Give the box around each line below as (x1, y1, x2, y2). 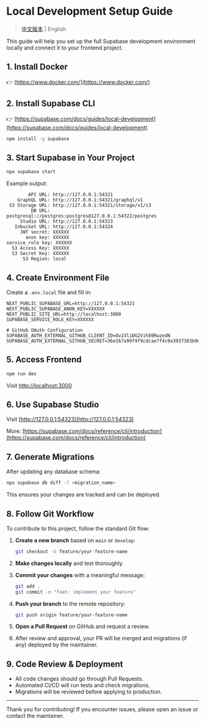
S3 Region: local (22, 256, 67, 262)
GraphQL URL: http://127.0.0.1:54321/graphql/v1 (17, 197, 143, 203)
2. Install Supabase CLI (6, 98, 96, 109)
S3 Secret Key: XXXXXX (12, 251, 70, 257)
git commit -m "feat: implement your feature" (15, 589, 136, 595)
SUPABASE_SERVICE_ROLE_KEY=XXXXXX (6, 316, 95, 322)
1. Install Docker (6, 62, 68, 72)
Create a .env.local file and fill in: (6, 289, 92, 296)
